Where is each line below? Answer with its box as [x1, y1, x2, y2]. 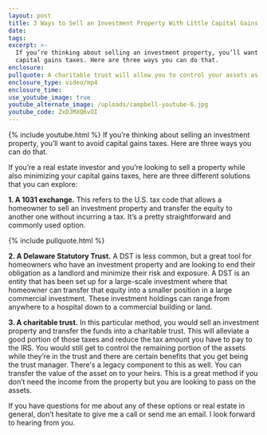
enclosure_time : [8, 85, 62, 94]
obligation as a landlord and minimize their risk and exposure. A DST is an [8, 268, 250, 278]
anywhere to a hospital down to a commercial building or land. [8, 303, 213, 311]
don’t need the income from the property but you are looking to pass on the [8, 377, 257, 386]
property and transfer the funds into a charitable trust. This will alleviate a [8, 326, 249, 335]
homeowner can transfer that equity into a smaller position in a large [8, 285, 233, 295]
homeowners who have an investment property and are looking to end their [8, 260, 256, 269]
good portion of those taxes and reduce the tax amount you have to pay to [8, 334, 253, 344]
